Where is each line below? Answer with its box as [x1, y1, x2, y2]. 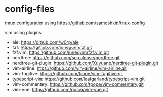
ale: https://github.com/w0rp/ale [12, 39, 79, 45]
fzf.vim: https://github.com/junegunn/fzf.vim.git [12, 49, 109, 55]
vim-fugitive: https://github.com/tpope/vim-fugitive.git [12, 70, 123, 76]
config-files [5, 3, 55, 15]
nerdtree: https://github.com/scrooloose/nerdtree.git [12, 54, 120, 60]
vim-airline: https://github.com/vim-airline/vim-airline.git [12, 65, 127, 71]
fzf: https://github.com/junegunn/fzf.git [12, 44, 92, 50]
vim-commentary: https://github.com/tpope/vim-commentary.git [12, 81, 144, 87]
